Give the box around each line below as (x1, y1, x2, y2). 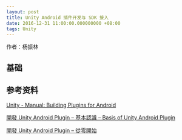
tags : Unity (6, 25, 36, 32)
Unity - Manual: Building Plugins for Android (6, 101, 116, 109)
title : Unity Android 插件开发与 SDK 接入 (6, 15, 109, 21)
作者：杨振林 (6, 43, 38, 50)
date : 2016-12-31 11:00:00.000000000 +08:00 (6, 20, 121, 26)
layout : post (6, 8, 39, 15)
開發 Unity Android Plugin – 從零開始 (6, 127, 97, 134)
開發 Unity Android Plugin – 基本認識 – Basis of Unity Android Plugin (6, 114, 176, 121)
